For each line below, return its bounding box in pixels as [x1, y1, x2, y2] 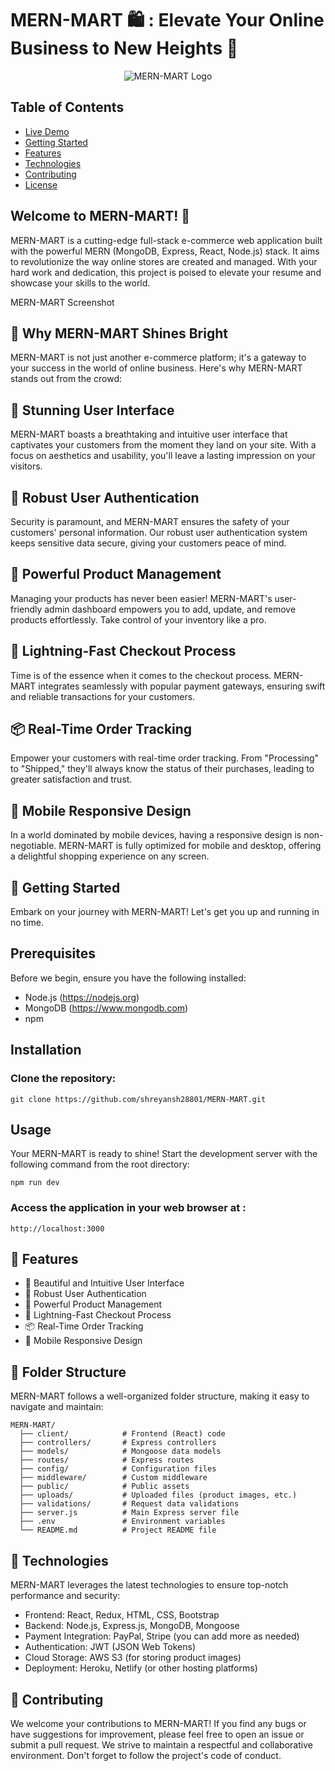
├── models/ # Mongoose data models [19, 1447, 222, 1457]
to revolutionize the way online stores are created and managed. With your [10, 255, 318, 267]
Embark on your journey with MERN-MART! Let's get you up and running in [10, 906, 320, 918]
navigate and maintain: [10, 1401, 104, 1413]
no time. [10, 917, 45, 929]
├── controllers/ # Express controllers [19, 1438, 217, 1448]
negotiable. [10, 840, 57, 852]
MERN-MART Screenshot [10, 296, 115, 308]
